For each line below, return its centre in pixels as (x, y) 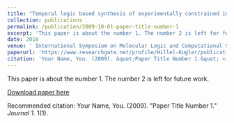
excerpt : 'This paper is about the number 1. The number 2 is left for (113, 33)
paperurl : (22, 53)
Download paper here (38, 92)
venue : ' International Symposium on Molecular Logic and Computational (115, 46)
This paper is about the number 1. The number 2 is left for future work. (108, 79)
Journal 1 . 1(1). (28, 113)
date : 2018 (23, 40)
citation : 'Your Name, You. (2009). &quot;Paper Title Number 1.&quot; (113, 59)
